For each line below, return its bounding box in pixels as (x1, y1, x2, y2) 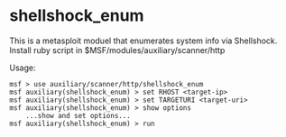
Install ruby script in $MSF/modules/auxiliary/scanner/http (9, 44, 226, 55)
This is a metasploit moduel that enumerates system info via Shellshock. (9, 35, 278, 46)
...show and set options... (25, 111, 131, 120)
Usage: (9, 62, 36, 73)
